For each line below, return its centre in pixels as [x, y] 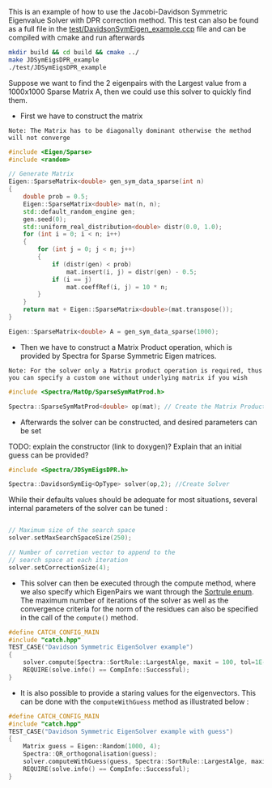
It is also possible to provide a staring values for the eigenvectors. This [138, 692]
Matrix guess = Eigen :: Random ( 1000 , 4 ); [92, 747]
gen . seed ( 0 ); [45, 219]
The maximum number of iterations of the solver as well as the [124, 600]
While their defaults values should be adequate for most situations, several [133, 500]
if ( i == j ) [72, 279]
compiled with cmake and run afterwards [77, 37]
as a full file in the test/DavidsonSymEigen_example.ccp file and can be [127, 29]
